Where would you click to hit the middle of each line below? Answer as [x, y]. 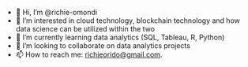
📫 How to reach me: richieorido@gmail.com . [89, 54]
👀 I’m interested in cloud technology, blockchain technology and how [128, 20]
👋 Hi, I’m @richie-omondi [56, 12]
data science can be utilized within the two [85, 29]
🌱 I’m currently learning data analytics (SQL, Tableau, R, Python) [120, 37]
